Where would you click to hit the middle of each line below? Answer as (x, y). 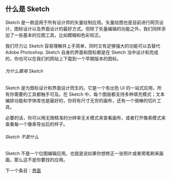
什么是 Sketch (27, 9)
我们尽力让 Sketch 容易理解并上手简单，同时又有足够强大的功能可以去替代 (83, 46)
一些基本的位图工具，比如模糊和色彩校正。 (59, 35)
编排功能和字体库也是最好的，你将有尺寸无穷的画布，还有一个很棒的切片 (81, 101)
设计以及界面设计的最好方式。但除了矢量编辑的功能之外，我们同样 (92, 28)
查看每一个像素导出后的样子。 (36, 124)
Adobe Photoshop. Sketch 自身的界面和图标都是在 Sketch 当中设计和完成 (82, 52)
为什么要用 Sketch (24, 71)
